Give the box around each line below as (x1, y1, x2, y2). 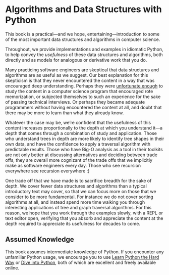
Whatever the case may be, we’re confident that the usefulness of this (5, 119, 151, 125)
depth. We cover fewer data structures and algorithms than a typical (5, 183, 147, 189)
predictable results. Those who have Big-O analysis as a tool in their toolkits (5, 146, 163, 152)
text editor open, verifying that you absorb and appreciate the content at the (5, 215, 163, 221)
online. (5, 264, 19, 271)
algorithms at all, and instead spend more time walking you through (5, 199, 145, 205)
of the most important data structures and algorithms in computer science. (5, 36, 160, 42)
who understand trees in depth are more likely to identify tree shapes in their (5, 135, 164, 142)
